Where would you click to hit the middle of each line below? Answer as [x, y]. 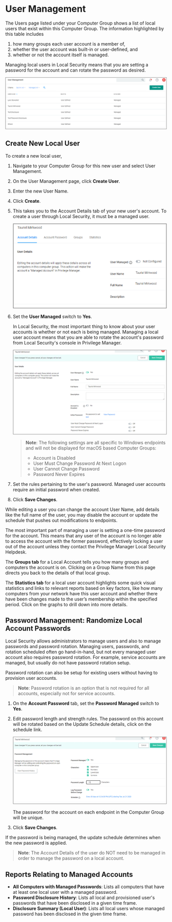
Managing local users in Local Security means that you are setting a [77, 65]
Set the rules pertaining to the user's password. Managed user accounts [89, 484]
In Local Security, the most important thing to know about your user [84, 327]
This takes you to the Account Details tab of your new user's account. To [90, 211]
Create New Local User [43, 144]
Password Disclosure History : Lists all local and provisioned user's [84, 897]
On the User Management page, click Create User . [66, 181]
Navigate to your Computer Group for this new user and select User [84, 166]
